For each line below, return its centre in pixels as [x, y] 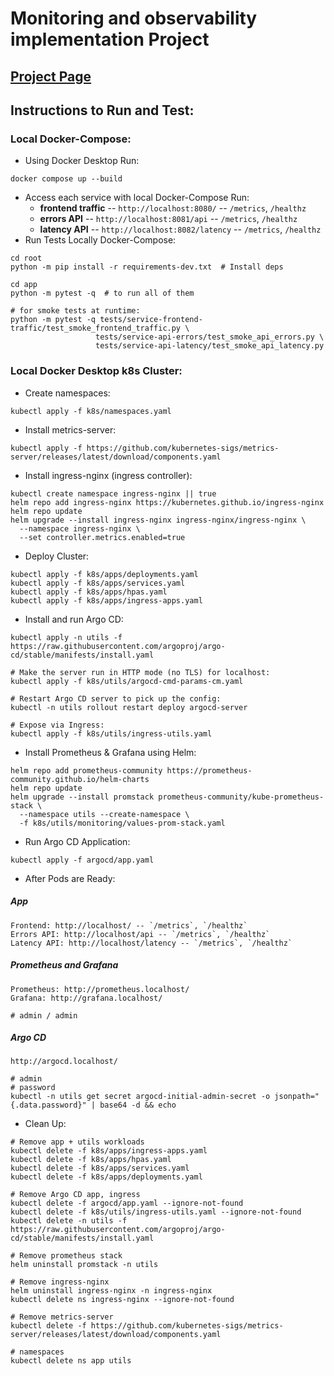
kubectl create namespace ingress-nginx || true [113, 493]
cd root [26, 258]
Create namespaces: [67, 393]
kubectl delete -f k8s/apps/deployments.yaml [106, 1177]
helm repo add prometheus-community [86, 770]
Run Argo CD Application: [77, 841]
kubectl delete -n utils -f [69, 1221]
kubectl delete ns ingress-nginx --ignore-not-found [122, 1300]
